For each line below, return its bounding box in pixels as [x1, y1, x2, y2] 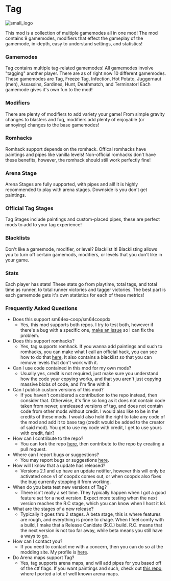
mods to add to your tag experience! [5, 222, 82, 228]
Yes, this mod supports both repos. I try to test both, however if [20, 322, 154, 328]
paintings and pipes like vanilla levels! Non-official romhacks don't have [5, 151, 156, 157]
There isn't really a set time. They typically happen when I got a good [20, 490, 166, 496]
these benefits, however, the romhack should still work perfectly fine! [5, 156, 151, 163]
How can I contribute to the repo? [12, 435, 84, 441]
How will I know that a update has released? [12, 462, 106, 469]
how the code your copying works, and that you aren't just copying [20, 376, 162, 382]
